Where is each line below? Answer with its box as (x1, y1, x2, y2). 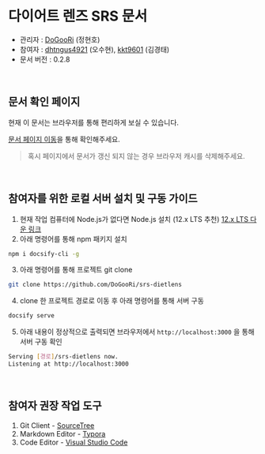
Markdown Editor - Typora (19, 429, 106, 438)
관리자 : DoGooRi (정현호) (19, 35, 100, 44)
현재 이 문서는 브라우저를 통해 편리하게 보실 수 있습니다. (8, 118, 180, 127)
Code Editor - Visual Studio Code (19, 437, 128, 447)
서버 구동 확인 (19, 337, 62, 347)
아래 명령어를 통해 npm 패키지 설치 (19, 234, 128, 243)
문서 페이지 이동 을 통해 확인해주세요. (8, 134, 120, 144)
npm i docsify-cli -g (8, 250, 80, 257)
